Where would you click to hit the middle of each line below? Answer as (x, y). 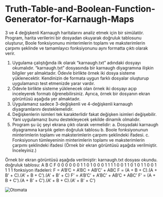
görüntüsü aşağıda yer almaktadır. (46, 98)
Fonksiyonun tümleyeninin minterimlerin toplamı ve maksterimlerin (78, 140)
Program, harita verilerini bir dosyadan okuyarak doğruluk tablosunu (73, 38)
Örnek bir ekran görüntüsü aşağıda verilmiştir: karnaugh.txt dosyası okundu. (81, 160)
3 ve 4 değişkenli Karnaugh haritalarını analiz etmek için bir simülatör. (75, 33)
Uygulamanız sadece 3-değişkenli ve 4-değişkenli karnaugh (72, 104)
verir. (10, 53)
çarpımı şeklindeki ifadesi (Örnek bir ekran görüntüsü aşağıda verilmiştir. (85, 145)
